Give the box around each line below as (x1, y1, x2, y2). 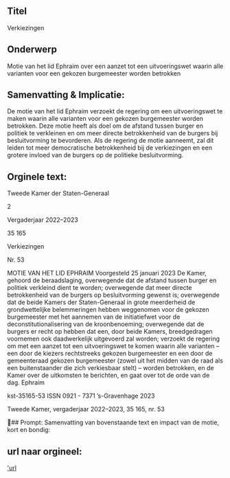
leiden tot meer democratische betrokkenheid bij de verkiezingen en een (7, 144, 213, 152)
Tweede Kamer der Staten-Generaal (7, 189, 110, 198)
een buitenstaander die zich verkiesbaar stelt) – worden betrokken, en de (7, 364, 214, 372)
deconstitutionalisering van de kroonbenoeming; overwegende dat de (7, 320, 205, 328)
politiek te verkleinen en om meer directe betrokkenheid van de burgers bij (7, 129, 218, 137)
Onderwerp (7, 44, 57, 56)
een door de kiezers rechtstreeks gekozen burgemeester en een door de (7, 350, 213, 358)
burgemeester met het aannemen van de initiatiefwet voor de (7, 312, 181, 321)
